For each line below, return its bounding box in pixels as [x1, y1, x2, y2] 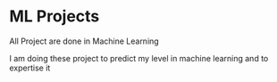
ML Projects [9, 6, 100, 27]
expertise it [9, 62, 51, 73]
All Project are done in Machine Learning [9, 36, 159, 46]
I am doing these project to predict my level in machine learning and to [9, 53, 269, 63]
